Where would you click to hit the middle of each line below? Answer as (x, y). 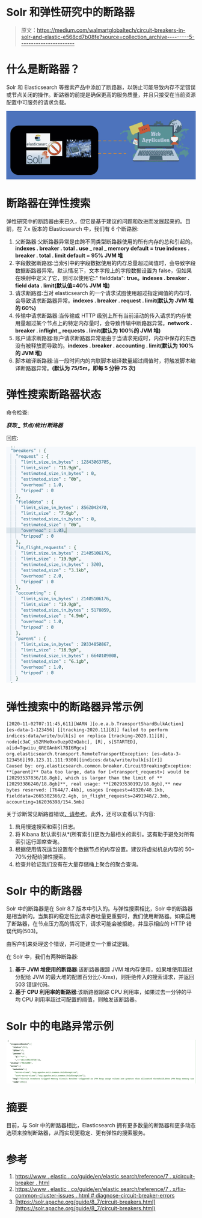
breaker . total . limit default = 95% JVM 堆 (69, 255)
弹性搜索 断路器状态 (54, 395)
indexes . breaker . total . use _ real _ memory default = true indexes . (102, 248)
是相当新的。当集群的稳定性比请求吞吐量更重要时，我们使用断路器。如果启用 (101, 916)
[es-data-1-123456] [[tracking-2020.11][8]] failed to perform (87, 730)
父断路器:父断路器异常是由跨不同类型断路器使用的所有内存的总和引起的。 (105, 242)
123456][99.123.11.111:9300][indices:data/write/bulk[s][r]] (84, 760)
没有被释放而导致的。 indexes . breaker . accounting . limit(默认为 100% (104, 346)
